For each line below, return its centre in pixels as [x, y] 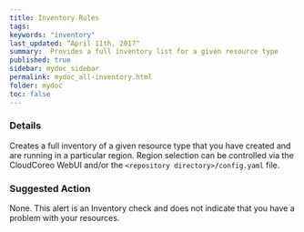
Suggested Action [50, 188]
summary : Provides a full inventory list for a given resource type [144, 52]
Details [25, 126]
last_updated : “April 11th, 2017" [75, 43]
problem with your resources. [65, 218]
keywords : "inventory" [52, 35]
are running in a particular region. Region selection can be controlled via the [152, 155]
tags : [20, 26]
